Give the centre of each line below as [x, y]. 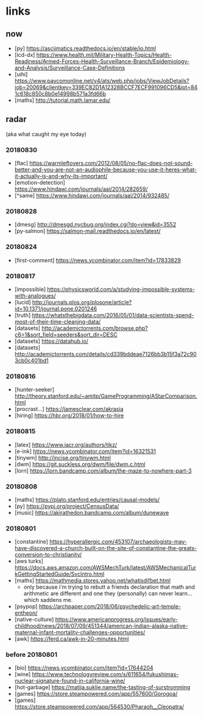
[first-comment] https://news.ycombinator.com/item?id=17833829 [97, 260]
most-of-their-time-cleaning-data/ [58, 322]
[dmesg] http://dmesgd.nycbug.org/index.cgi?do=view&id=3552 [95, 224]
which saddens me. [48, 600]
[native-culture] [34, 620]
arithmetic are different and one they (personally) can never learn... [108, 593]
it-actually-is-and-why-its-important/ [61, 176]
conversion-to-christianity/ [48, 555]
